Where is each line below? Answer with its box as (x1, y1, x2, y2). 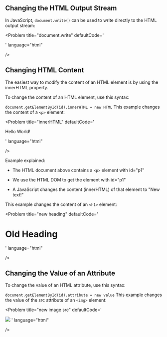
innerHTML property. (5, 84, 48, 90)
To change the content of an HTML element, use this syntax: (5, 94, 130, 100)
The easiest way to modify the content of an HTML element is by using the (5, 79, 159, 85)
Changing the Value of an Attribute (5, 269, 116, 277)
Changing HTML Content (5, 66, 84, 74)
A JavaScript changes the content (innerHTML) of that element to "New (12, 186, 160, 192)
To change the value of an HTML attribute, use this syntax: (5, 282, 126, 288)
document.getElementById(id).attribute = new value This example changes (5, 292, 162, 298)
